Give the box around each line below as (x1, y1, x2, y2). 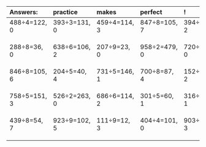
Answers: (9, 8, 38, 16)
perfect (140, 8, 162, 16)
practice (53, 8, 78, 16)
